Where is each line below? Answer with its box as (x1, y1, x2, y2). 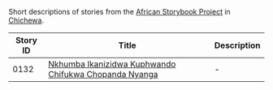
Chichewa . (8, 15, 45, 25)
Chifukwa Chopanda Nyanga (48, 69, 158, 79)
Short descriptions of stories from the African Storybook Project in (8, 7, 232, 16)
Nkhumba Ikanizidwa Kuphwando (48, 58, 176, 70)
